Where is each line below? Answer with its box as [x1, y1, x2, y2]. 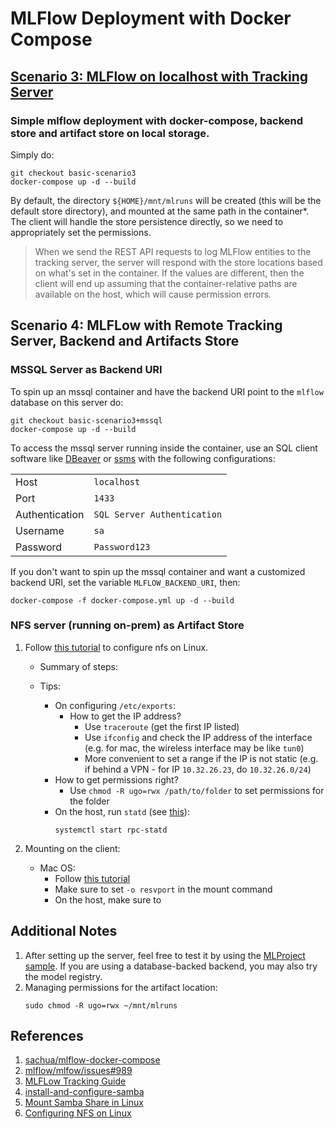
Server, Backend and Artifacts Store [10, 333, 240, 350]
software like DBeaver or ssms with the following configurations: [10, 452, 276, 464]
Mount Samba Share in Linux [24, 1097, 144, 1109]
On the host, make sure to [54, 893, 162, 906]
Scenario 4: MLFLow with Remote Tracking [10, 317, 283, 334]
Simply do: [10, 148, 55, 161]
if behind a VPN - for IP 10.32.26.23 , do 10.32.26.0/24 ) [84, 763, 312, 775]
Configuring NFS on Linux [24, 1107, 132, 1119]
